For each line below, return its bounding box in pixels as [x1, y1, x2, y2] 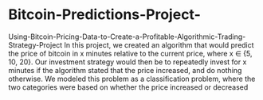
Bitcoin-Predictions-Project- [8, 6, 201, 24]
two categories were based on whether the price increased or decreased [8, 82, 249, 92]
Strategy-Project [8, 40, 63, 49]
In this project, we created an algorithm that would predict [64, 40, 254, 49]
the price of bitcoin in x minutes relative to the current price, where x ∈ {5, [8, 48, 253, 58]
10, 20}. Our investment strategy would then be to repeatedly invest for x [8, 57, 247, 67]
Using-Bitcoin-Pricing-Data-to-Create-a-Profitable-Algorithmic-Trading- [8, 32, 246, 41]
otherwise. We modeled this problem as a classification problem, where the [8, 74, 256, 83]
